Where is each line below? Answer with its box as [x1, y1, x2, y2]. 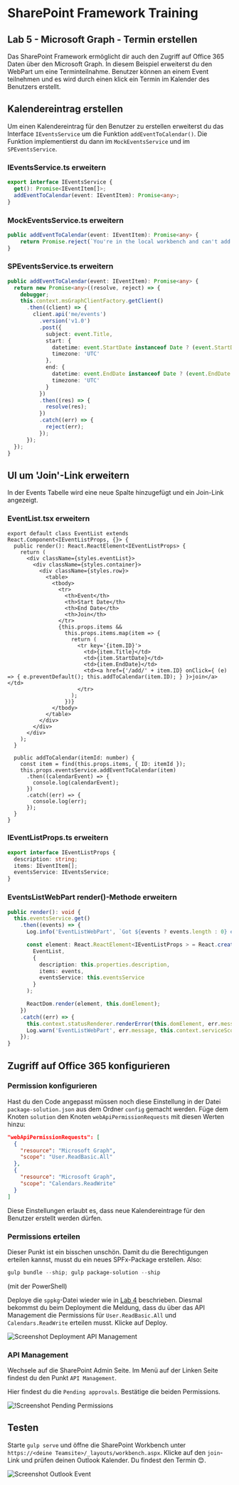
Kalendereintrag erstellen [7, 103, 123, 115]
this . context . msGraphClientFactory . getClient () [20, 298, 164, 305]
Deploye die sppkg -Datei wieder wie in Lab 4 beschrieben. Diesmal [7, 1296, 203, 1304]
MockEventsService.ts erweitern [7, 215, 124, 225]
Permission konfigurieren [7, 1081, 97, 1091]
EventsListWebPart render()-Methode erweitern [7, 892, 178, 902]
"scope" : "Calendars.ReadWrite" [20, 1180, 116, 1187]
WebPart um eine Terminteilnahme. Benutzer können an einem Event [7, 68, 209, 75]
